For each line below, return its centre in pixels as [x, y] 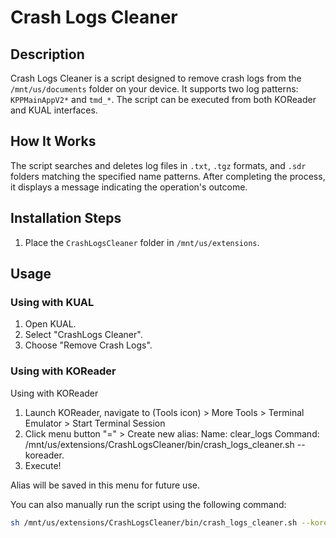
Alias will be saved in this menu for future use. [105, 485]
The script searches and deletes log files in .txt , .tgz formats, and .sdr [158, 165]
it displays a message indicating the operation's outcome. [129, 187]
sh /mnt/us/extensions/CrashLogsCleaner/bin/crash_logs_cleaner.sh [154, 522]
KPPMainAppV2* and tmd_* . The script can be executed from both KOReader [163, 99]
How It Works [53, 141]
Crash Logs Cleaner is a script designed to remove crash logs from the [156, 78]
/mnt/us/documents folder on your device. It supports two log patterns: [154, 89]
